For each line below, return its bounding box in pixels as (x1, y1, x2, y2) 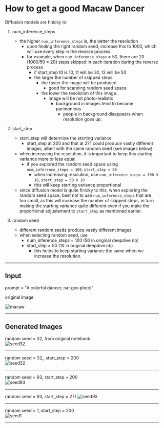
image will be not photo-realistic (48, 95, 114, 101)
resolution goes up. (63, 116, 102, 122)
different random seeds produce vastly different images (19, 227, 132, 233)
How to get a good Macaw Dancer (5, 3, 145, 14)
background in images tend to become (56, 100, 134, 106)
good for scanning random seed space (48, 85, 127, 91)
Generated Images (5, 323, 62, 331)
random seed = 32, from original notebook (5, 335, 90, 341)
